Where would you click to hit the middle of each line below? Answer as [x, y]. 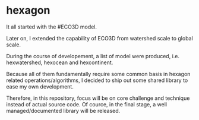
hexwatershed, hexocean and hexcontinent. [60, 62]
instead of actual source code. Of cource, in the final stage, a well [87, 104]
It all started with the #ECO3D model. [51, 27]
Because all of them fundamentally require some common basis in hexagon [98, 74]
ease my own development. [40, 86]
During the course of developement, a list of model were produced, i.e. [93, 56]
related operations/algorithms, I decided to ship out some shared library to [97, 80]
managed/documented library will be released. [63, 110]
